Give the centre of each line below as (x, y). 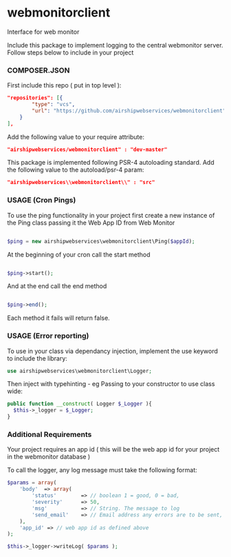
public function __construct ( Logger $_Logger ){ (80, 404)
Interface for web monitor (43, 32)
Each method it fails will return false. (58, 318)
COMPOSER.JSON (38, 70)
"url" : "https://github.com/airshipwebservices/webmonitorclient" (129, 111)
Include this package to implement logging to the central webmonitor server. (115, 45)
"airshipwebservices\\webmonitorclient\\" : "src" (81, 183)
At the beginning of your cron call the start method (79, 254)
